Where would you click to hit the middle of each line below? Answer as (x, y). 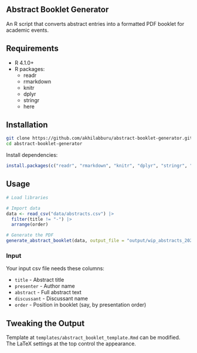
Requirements (32, 48)
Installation (27, 125)
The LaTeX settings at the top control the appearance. (71, 344)
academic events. (27, 30)
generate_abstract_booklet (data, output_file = (65, 241)
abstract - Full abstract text (48, 293)
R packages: (30, 69)
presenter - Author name (45, 286)
